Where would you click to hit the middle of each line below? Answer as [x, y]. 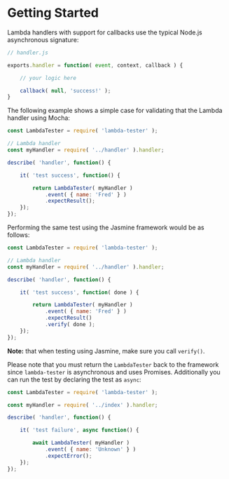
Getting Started [53, 13]
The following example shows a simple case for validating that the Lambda [115, 111]
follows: [19, 235]
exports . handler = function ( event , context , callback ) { [95, 65]
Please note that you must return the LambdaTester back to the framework [113, 364]
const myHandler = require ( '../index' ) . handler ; [83, 405]
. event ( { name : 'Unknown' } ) [90, 450]
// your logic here [48, 78]
